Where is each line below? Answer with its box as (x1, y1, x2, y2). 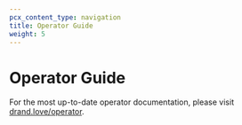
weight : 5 (9, 29, 46, 38)
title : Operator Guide (9, 21, 93, 30)
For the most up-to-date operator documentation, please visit (9, 97, 234, 107)
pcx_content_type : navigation (9, 12, 122, 22)
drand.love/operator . (9, 106, 85, 117)
